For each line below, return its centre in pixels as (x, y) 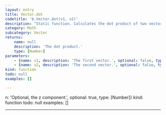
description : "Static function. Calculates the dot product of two (76, 24)
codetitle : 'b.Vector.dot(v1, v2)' (42, 19)
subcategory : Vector (26, 33)
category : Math (21, 28)
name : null (25, 42)
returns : (14, 38)
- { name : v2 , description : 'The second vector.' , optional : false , (85, 65)
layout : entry (20, 10)
